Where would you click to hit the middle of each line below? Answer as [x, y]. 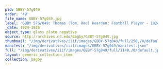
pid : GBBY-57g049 [23, 9]
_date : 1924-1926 [23, 28]
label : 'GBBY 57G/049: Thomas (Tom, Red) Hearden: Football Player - [77, 23]
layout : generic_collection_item [39, 55]
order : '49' [17, 14]
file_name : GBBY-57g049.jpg [33, 18]
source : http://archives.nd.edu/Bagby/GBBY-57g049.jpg [62, 37]
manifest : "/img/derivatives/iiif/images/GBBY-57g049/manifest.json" [77, 46]
